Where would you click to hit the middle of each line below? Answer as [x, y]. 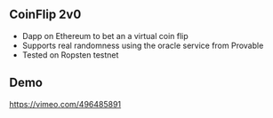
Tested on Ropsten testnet [70, 55]
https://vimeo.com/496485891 [65, 104]
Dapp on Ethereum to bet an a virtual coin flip [105, 35]
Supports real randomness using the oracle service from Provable [143, 45]
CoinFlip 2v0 [45, 15]
